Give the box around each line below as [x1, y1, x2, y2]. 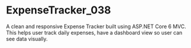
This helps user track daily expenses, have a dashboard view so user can [6, 29, 183, 36]
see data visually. [6, 35, 48, 42]
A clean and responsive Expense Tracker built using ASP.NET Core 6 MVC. [6, 23, 186, 30]
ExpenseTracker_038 [6, 4, 111, 17]
